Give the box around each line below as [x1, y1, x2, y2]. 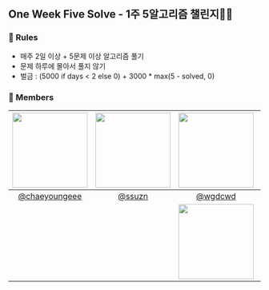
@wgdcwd [195, 190, 236, 201]
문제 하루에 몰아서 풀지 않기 [19, 61, 106, 70]
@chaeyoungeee [18, 190, 82, 201]
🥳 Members [8, 91, 54, 102]
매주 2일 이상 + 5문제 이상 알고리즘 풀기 [19, 51, 144, 61]
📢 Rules [8, 32, 38, 43]
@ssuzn [117, 190, 149, 201]
